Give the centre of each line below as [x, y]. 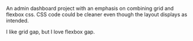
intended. [18, 20]
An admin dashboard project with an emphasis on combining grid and [90, 8]
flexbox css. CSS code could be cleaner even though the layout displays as [97, 14]
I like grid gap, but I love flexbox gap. [51, 32]
